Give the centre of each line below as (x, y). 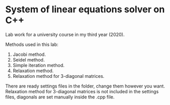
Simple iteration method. (39, 65)
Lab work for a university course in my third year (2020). (65, 34)
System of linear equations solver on (85, 9)
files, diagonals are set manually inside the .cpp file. (60, 97)
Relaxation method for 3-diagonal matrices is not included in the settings (82, 91)
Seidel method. (29, 59)
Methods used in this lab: (32, 44)
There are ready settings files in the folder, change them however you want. (85, 86)
